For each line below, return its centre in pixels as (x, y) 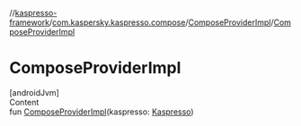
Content (24, 102)
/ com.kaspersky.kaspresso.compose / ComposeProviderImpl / (161, 22)
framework (30, 22)
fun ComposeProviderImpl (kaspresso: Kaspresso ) (102, 112)
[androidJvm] (35, 92)
